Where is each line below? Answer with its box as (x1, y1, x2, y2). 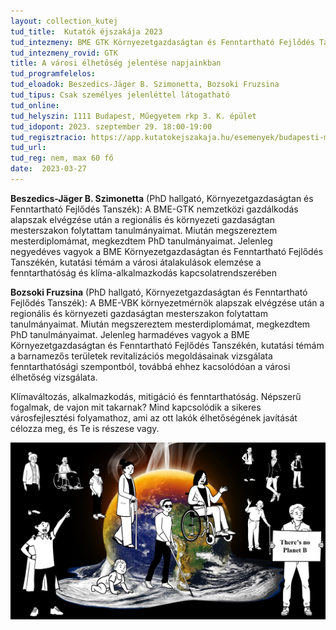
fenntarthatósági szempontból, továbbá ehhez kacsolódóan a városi (10, 360, 291, 372)
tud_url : (10, 143, 47, 153)
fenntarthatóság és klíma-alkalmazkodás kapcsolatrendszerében (10, 266, 277, 279)
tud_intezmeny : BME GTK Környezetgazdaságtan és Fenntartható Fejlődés (10, 37, 315, 47)
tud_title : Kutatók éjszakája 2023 (10, 26, 163, 37)
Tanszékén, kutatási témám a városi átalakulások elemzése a (10, 256, 262, 268)
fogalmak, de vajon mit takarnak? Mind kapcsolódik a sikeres (10, 401, 262, 413)
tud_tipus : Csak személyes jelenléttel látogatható (10, 90, 230, 100)
